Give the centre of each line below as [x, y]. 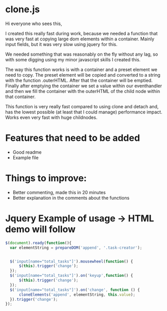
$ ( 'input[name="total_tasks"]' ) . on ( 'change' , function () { [75, 290]
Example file [26, 157]
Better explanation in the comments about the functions [71, 198]
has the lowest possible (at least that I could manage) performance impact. [84, 112]
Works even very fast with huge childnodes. [51, 117]
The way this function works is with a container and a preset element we [81, 69]
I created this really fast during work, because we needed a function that [81, 33]
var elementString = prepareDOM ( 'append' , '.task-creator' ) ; [76, 248]
